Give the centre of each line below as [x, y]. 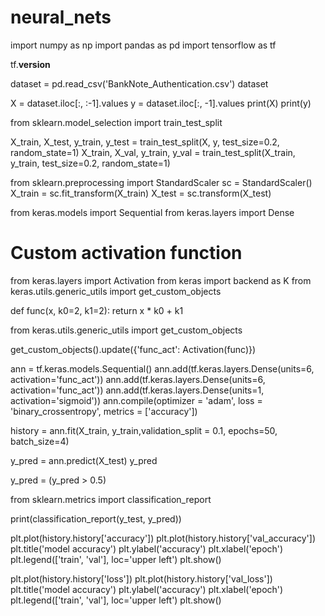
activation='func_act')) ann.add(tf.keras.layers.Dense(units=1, [137, 390]
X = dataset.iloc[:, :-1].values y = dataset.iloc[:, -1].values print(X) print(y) [161, 103]
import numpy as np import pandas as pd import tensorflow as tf [143, 45]
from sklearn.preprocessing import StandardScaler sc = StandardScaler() [161, 182]
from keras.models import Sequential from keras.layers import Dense [152, 212]
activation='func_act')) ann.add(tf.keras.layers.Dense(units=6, [138, 379]
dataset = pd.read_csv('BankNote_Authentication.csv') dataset [139, 83]
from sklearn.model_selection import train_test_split [116, 122]
